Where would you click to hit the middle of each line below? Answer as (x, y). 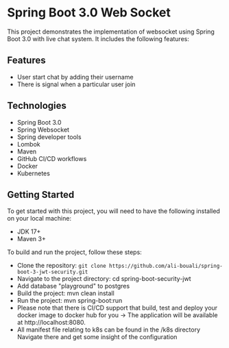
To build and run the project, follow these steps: (74, 252)
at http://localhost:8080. (51, 323)
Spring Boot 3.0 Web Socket (89, 13)
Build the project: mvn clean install (65, 293)
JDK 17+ (29, 232)
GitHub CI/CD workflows (52, 158)
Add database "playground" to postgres (73, 286)
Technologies (37, 106)
